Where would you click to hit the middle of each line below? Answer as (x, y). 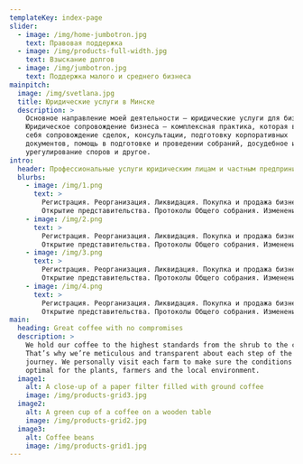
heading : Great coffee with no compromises (100, 329)
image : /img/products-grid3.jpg (86, 395)
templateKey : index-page (56, 18)
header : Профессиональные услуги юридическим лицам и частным (137, 169)
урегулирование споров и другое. (88, 152)
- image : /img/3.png (64, 253)
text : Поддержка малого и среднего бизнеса (109, 77)
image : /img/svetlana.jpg (66, 93)
